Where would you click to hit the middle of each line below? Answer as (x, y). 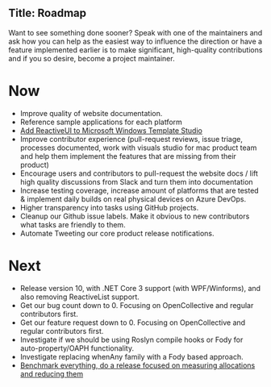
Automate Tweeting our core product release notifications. (117, 233)
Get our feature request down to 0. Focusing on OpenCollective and (133, 322)
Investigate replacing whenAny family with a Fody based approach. (131, 356)
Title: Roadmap (48, 13)
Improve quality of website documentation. (91, 113)
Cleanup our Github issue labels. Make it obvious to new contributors (135, 216)
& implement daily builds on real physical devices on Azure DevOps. (133, 199)
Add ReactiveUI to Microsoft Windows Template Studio (111, 130)
